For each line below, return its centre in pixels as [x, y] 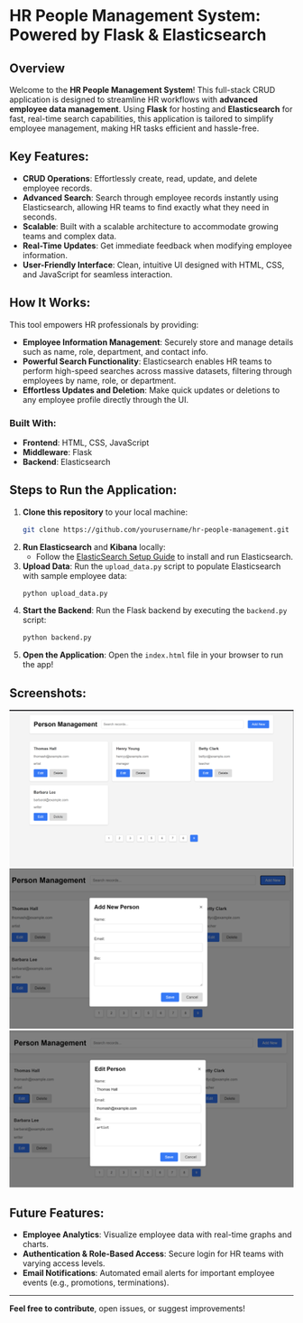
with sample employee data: [75, 575]
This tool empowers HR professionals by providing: [104, 324]
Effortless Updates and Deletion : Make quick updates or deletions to [151, 390]
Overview [37, 68]
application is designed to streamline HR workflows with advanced [134, 99]
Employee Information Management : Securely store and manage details [158, 342]
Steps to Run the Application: [93, 490]
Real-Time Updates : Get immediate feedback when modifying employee [157, 246]
